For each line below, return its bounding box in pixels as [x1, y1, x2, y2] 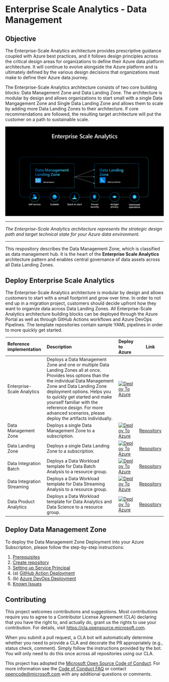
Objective [5, 34, 37, 43]
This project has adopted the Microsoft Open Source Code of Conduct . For [5, 660, 160, 666]
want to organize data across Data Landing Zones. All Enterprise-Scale [5, 306, 152, 312]
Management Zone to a [47, 428, 95, 434]
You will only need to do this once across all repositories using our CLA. [5, 651, 154, 657]
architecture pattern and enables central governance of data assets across [5, 256, 160, 262]
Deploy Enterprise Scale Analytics [5, 276, 115, 285]
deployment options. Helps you [47, 388, 112, 394]
